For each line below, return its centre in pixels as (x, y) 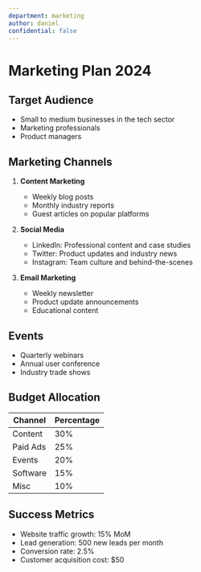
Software (29, 473)
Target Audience (51, 100)
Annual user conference (60, 364)
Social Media (42, 229)
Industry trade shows (55, 372)
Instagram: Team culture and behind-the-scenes (112, 262)
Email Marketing (48, 278)
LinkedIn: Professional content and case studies (111, 245)
